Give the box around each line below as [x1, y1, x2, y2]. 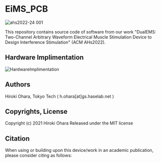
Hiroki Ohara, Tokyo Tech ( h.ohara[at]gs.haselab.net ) [5, 93, 114, 99]
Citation [5, 134, 30, 143]
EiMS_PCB [5, 3, 48, 15]
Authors [5, 80, 31, 89]
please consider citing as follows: [5, 152, 72, 159]
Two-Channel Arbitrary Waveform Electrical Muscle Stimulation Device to [5, 34, 152, 40]
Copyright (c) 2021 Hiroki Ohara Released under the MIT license [5, 120, 133, 126]
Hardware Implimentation [5, 54, 84, 62]
